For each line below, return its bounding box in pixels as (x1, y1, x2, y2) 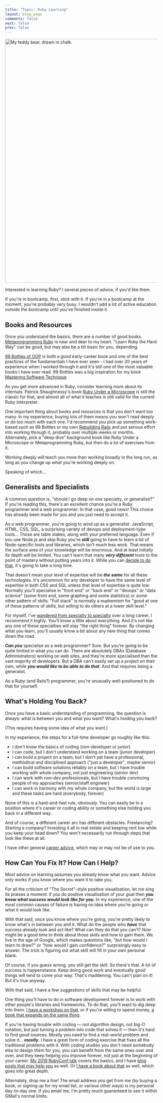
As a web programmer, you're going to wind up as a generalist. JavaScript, (5, 521, 154, 527)
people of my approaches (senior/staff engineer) (12, 780, 110, 786)
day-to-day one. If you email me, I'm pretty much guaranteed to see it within (5, 1088, 158, 1094)
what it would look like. (5, 907, 51, 913)
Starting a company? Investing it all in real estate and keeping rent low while (5, 825, 157, 830)
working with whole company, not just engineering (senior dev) (12, 769, 139, 775)
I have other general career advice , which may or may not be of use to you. (5, 845, 155, 850)
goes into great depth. (5, 1068, 49, 1074)
